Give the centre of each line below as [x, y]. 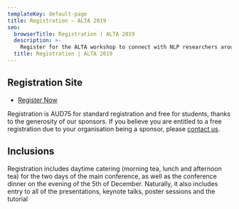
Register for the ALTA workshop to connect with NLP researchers [119, 47]
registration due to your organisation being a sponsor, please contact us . [114, 128]
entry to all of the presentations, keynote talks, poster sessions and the [111, 191]
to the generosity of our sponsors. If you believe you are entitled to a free [115, 121]
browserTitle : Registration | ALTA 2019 [74, 34]
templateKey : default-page [47, 14]
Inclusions [31, 152]
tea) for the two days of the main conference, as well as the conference [112, 176]
